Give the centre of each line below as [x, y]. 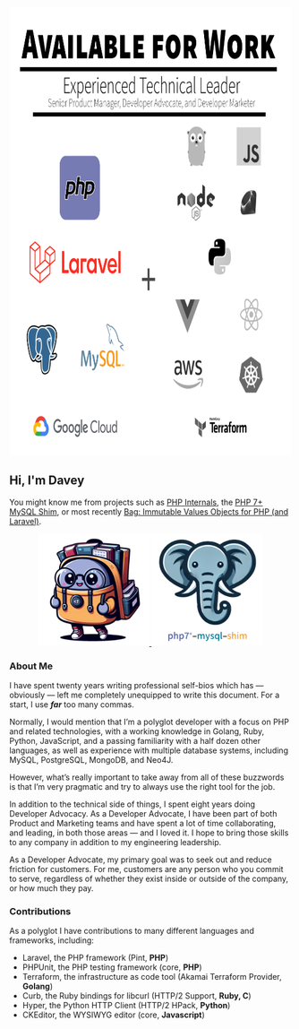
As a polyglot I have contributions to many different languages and [132, 931]
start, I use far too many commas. [72, 705]
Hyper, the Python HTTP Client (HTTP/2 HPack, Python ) [126, 1006]
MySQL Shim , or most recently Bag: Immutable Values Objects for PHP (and [149, 511]
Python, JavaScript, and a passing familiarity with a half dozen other [135, 741]
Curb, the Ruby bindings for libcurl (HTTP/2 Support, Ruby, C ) [137, 996]
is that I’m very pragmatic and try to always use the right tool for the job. [142, 787]
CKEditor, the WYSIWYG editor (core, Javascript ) [114, 1015]
